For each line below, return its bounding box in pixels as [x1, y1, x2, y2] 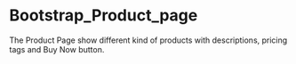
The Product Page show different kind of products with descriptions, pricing [9, 35, 288, 45]
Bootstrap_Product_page [9, 5, 198, 26]
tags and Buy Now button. [9, 44, 105, 54]
